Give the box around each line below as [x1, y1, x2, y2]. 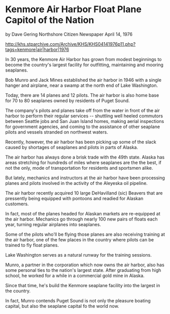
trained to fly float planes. [5, 242, 59, 248]
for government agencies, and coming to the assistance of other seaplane [5, 123, 160, 130]
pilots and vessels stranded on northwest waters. [5, 129, 108, 135]
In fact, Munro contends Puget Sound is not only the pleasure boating [5, 297, 151, 303]
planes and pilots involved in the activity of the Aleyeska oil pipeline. [5, 180, 148, 186]
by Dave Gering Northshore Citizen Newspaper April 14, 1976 [5, 31, 133, 37]
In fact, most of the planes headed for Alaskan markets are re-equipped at [5, 210, 161, 216]
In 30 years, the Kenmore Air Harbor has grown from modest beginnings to [5, 56, 162, 62]
